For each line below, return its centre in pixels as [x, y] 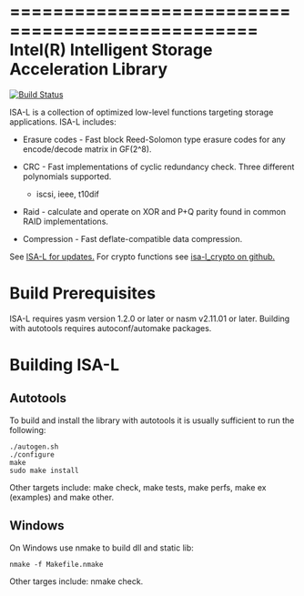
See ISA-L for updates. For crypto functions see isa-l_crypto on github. [142, 257]
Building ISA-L [65, 365]
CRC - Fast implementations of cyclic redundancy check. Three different [158, 167]
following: [28, 429]
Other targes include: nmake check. [76, 581]
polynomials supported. [67, 176]
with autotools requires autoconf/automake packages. [111, 328]
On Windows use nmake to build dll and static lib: [101, 548]
